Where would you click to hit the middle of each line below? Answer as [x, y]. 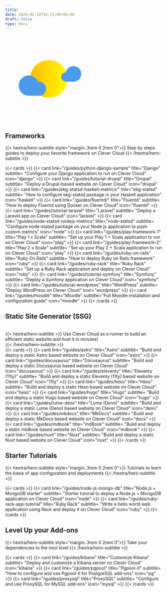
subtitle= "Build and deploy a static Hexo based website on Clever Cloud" [81, 387]
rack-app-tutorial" [24, 504]
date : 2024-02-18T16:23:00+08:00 [40, 14]
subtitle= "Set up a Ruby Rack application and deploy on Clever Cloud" [78, 269]
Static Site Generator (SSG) [48, 316]
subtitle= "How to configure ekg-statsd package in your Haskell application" [83, 195]
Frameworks [25, 136]
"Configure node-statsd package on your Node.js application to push [76, 227]
